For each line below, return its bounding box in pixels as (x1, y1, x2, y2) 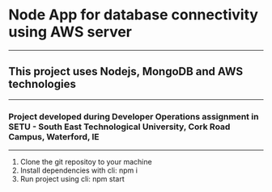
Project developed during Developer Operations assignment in (8, 111, 259, 122)
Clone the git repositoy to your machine (19, 157, 152, 167)
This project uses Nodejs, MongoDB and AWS (8, 65, 244, 78)
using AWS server (8, 23, 132, 41)
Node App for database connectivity (8, 6, 259, 24)
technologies (8, 77, 77, 91)
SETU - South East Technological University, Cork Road (8, 121, 231, 132)
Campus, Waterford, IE (8, 131, 100, 142)
